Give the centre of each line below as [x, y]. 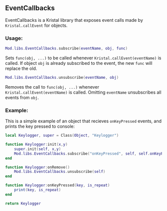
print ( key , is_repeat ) [38, 190]
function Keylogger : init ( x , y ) [37, 145]
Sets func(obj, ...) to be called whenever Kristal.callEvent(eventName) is [83, 58]
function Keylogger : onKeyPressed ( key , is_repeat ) [58, 185]
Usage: [14, 38]
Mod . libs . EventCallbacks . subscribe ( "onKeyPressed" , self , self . [82, 154]
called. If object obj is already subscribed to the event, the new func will [79, 63]
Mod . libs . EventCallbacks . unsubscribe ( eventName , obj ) [62, 77]
